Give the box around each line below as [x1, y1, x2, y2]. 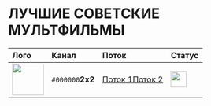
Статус [170, 49, 199, 60]
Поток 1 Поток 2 [102, 74, 164, 85]
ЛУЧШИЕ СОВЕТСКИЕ [8, 5, 160, 23]
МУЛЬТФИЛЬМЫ [8, 21, 125, 39]
